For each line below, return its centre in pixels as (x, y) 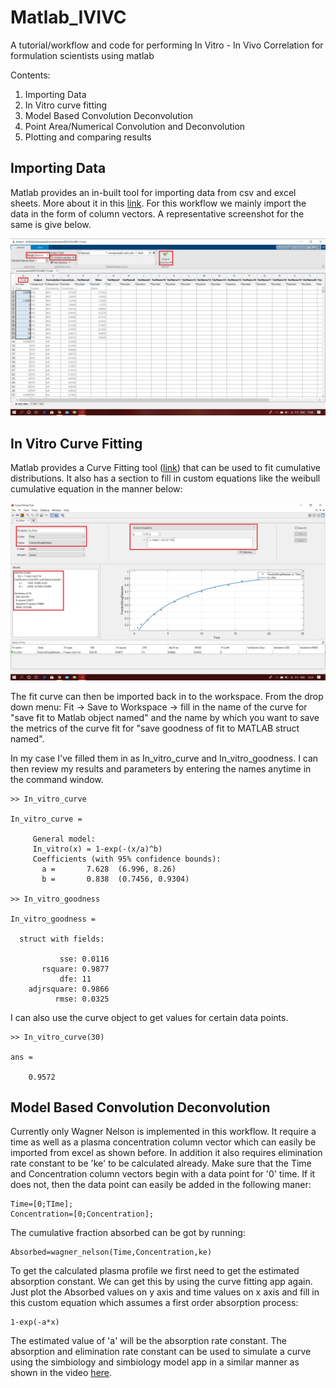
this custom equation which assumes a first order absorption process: (154, 1303)
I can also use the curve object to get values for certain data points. (149, 1017)
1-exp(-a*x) (35, 1322)
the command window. (57, 779)
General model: (64, 839)
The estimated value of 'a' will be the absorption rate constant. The (148, 1341)
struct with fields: (62, 939)
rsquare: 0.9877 (75, 969)
